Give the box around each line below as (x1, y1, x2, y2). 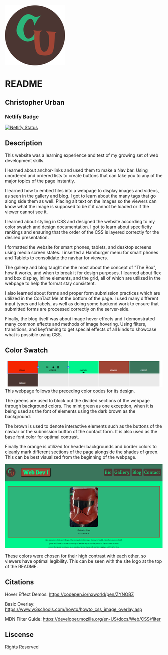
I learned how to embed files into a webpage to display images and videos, (5, 187, 159, 193)
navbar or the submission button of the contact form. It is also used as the (5, 428, 158, 434)
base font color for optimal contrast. (5, 434, 79, 440)
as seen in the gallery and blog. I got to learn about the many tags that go (5, 193, 156, 199)
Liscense (5, 630, 34, 639)
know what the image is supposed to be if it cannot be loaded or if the (5, 203, 149, 209)
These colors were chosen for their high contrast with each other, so (5, 553, 146, 559)
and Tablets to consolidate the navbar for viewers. (5, 255, 108, 261)
